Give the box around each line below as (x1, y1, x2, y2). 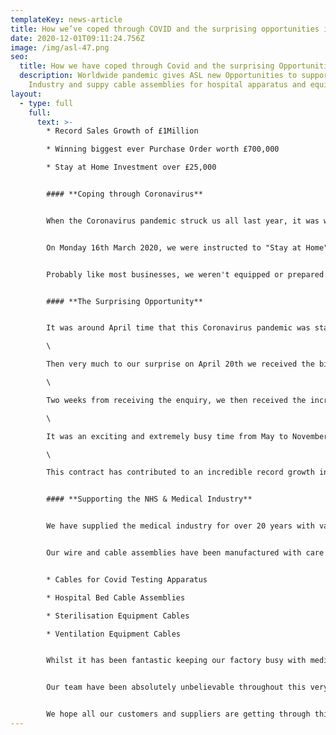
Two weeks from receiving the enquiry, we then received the (46, 395, 307, 405)
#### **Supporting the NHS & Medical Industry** (46, 494, 253, 505)
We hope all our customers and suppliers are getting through (46, 709, 311, 720)
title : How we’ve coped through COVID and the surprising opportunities (10, 24, 320, 34)
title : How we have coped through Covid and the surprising (19, 61, 275, 71)
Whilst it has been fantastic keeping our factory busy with (46, 656, 307, 666)
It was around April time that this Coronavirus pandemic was (46, 323, 311, 333)
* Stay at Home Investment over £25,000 (46, 162, 217, 173)
